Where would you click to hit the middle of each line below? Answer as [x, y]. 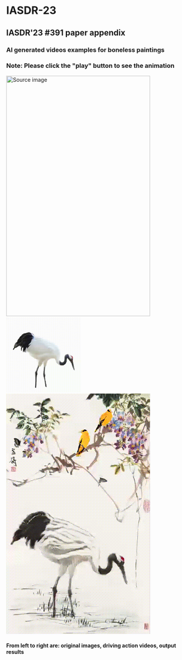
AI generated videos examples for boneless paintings [85, 50]
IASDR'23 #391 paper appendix [66, 33]
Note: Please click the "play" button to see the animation [90, 66]
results [15, 652]
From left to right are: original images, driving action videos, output [91, 646]
